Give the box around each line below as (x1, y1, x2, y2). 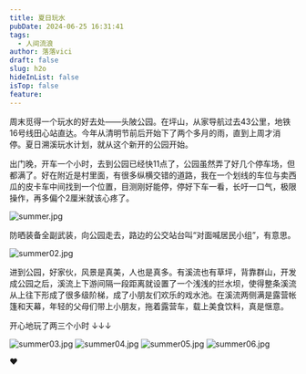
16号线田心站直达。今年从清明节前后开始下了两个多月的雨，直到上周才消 (9, 127, 281, 138)
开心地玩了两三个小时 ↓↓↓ (9, 320, 112, 331)
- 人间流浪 (17, 38, 54, 48)
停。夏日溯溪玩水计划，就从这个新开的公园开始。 (9, 139, 193, 150)
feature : (9, 89, 43, 99)
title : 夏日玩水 (9, 13, 66, 23)
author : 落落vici (9, 47, 73, 57)
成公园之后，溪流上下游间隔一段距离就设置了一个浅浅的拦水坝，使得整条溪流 (9, 277, 297, 288)
